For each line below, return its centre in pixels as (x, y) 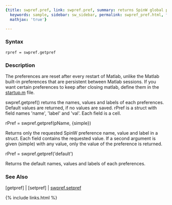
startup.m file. (20, 92)
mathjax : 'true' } (28, 19)
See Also (17, 176)
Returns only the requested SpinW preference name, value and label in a (82, 133)
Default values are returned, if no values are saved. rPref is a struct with (81, 108)
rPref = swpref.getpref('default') (39, 153)
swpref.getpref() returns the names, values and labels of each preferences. (85, 102)
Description (20, 65)
